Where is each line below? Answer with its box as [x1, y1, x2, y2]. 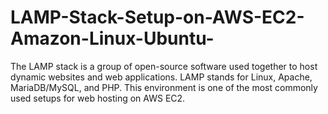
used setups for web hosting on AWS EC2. [10, 92, 186, 104]
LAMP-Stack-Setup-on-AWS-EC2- [10, 6, 305, 29]
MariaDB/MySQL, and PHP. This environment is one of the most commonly [10, 81, 318, 93]
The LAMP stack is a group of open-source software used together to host [10, 60, 318, 72]
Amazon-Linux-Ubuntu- [10, 27, 215, 50]
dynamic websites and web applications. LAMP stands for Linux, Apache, [10, 71, 313, 83]
